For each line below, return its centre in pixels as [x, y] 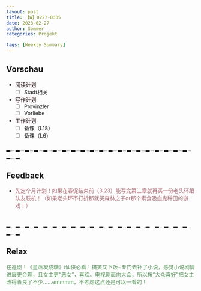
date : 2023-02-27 [28, 23]
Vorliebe [34, 113]
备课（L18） [39, 128]
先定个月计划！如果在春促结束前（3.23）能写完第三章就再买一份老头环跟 [105, 191]
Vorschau [25, 69]
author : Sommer [25, 29]
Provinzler [36, 106]
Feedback [25, 175]
